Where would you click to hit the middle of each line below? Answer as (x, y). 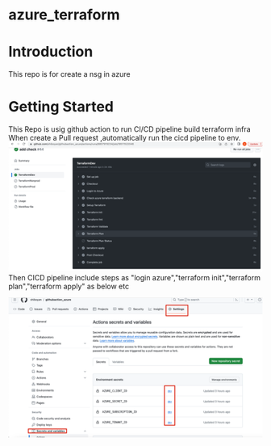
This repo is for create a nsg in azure (69, 74)
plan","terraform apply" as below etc (69, 286)
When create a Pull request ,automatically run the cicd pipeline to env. (125, 138)
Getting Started (61, 107)
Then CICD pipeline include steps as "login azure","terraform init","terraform (134, 277)
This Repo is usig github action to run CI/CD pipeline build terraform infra (130, 129)
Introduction (51, 52)
